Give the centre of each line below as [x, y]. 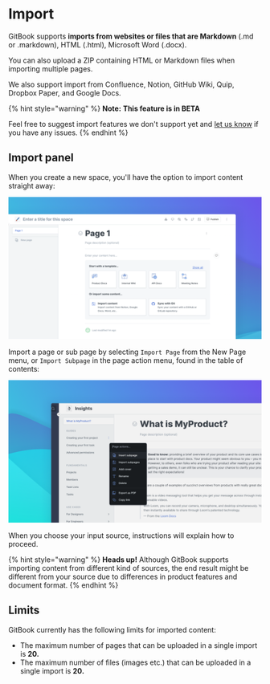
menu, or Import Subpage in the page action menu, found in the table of [126, 360]
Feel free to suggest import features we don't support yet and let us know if [133, 124]
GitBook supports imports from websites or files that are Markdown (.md [131, 36]
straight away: [32, 185]
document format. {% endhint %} [63, 585]
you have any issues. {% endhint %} [68, 132]
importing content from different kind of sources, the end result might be [129, 568]
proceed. [23, 544]
